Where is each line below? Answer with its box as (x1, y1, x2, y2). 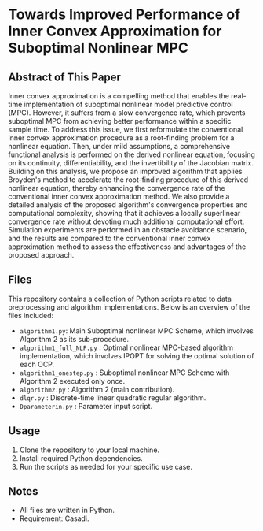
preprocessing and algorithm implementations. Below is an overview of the (8, 302, 250, 312)
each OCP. (19, 359, 55, 369)
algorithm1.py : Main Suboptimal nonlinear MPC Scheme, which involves (19, 325, 254, 336)
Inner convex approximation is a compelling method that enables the (8, 91, 230, 100)
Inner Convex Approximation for (8, 22, 222, 40)
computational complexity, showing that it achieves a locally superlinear (8, 209, 241, 217)
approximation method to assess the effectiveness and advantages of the (8, 242, 247, 251)
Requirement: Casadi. (19, 514, 89, 523)
